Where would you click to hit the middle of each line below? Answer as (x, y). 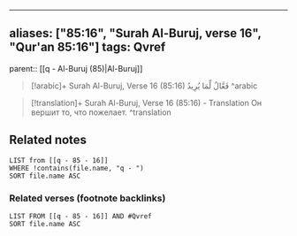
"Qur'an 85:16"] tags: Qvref (88, 47)
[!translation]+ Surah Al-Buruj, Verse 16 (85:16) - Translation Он (146, 103)
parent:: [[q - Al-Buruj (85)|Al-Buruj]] (76, 68)
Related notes (48, 140)
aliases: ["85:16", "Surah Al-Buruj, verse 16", (135, 33)
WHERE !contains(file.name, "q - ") (76, 168)
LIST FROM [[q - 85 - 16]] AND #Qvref (80, 216)
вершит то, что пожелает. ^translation (101, 112)
